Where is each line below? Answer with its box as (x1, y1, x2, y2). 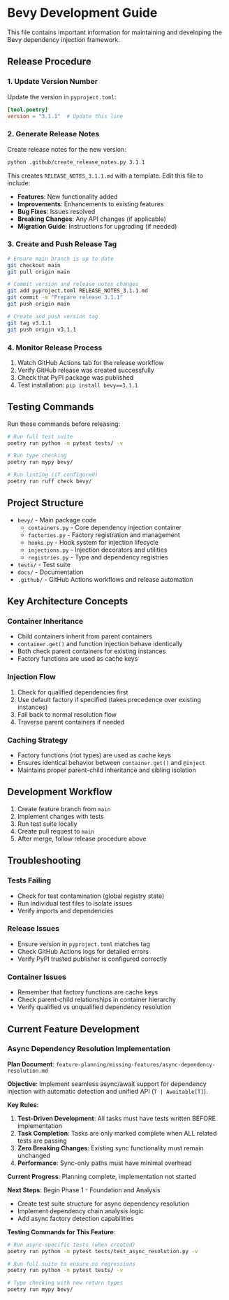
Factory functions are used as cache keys (17, 655, 138, 663)
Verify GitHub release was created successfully (17, 366, 155, 374)
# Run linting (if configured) (7, 471, 98, 478)
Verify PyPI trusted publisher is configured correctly (17, 955, 168, 963)
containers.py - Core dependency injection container (27, 523, 182, 531)
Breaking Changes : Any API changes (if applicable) (17, 215, 166, 223)
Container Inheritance (7, 617, 84, 627)
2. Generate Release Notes (7, 129, 100, 139)
